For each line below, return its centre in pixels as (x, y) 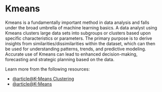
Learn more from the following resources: (48, 69)
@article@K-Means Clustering (43, 79)
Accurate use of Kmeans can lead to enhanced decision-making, (71, 54)
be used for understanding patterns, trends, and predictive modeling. (76, 49)
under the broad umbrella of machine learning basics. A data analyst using (81, 27)
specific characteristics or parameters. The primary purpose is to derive (79, 38)
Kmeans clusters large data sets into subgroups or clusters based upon (78, 33)
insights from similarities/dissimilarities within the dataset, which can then (80, 43)
